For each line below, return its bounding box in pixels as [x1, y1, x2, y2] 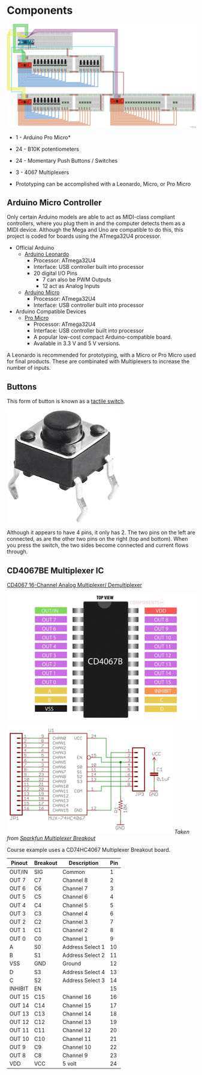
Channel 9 [62, 1052, 88, 1059]
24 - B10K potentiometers [15, 145, 80, 152]
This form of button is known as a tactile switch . [7, 397, 125, 405]
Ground [62, 960, 82, 967]
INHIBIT [9, 985, 29, 992]
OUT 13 [9, 1010, 29, 1017]
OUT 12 [9, 1019, 29, 1026]
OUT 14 [9, 1002, 29, 1009]
